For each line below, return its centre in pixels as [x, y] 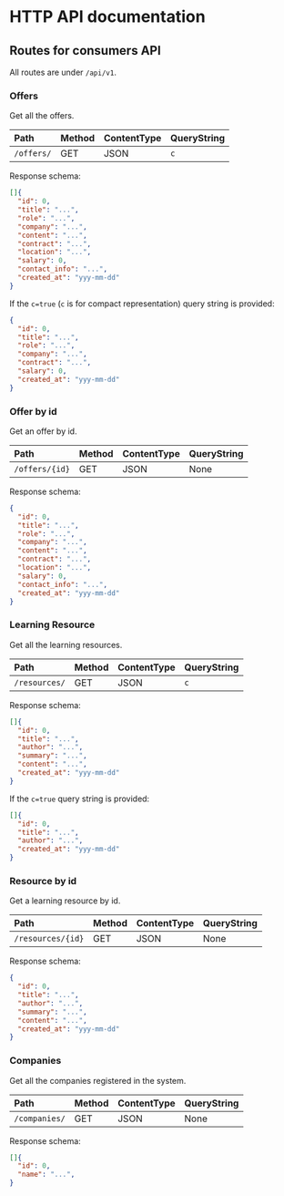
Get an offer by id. [43, 431]
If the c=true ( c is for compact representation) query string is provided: [142, 304]
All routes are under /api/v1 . [63, 72]
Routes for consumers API [85, 51]
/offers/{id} [42, 469]
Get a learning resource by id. [65, 901]
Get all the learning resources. [66, 644]
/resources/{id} [49, 939]
